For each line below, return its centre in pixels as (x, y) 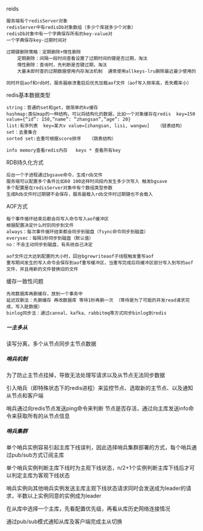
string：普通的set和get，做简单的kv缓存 (52, 108)
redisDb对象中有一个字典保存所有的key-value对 (60, 34)
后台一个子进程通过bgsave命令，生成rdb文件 (54, 175)
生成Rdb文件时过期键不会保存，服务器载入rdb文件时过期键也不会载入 (79, 194)
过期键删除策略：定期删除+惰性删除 (44, 52)
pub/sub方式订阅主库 (38, 455)
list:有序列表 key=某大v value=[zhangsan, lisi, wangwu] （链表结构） (95, 126)
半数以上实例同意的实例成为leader (59, 495)
